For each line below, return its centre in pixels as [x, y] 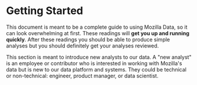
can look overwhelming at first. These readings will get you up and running [98, 33]
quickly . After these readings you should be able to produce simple [88, 39]
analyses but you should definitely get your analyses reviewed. [83, 46]
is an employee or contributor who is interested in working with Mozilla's [94, 63]
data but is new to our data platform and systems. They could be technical [96, 69]
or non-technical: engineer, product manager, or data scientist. [82, 76]
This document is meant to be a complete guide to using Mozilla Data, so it [97, 27]
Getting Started [45, 11]
